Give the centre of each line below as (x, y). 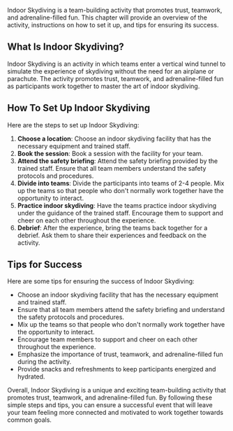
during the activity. (44, 362)
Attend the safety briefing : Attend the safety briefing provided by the (118, 161)
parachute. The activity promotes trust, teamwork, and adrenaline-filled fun (116, 78)
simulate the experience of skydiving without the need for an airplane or (111, 71)
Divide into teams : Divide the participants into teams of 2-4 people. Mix (121, 183)
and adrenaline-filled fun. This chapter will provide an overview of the (107, 17)
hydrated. (31, 376)
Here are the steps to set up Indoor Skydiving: (73, 125)
